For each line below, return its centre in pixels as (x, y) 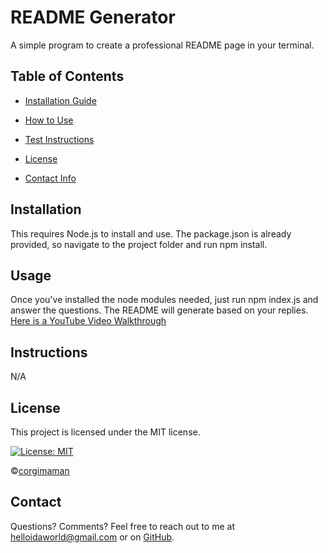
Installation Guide (60, 100)
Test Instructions (59, 139)
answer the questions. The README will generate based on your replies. (159, 310)
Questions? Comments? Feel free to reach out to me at (122, 526)
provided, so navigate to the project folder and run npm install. (139, 244)
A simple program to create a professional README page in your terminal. (162, 45)
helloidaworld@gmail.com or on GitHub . (92, 537)
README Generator (93, 17)
